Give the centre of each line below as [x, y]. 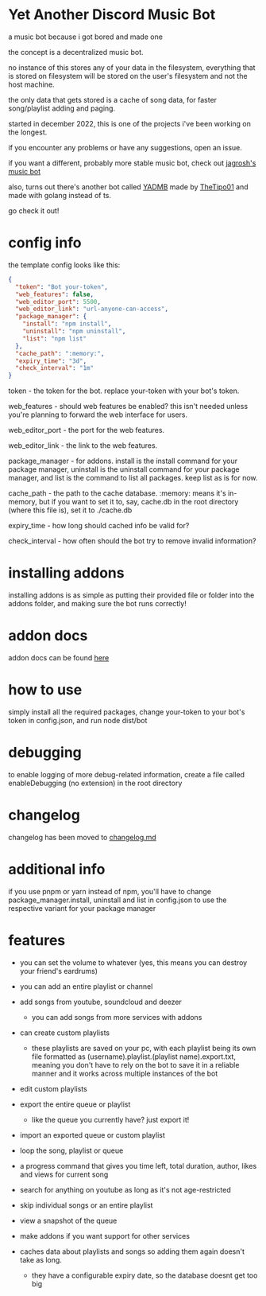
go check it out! [34, 210]
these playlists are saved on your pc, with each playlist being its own [144, 1048]
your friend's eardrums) [58, 971]
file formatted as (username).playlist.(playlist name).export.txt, [134, 1057]
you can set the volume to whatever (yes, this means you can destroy [133, 962]
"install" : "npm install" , [67, 324]
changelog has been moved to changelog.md [82, 837]
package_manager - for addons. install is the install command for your [123, 461]
